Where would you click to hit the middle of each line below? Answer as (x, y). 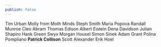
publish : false (21, 10)
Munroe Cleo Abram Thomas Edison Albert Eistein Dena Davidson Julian (79, 29)
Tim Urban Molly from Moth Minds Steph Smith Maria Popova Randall (76, 23)
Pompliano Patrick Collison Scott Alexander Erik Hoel (60, 39)
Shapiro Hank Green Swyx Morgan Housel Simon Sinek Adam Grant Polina (80, 34)
